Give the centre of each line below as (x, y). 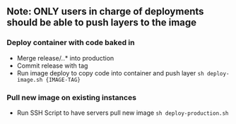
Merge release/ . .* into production (65, 58)
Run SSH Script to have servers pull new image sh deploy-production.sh (123, 113)
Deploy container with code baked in (71, 43)
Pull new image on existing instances (72, 97)
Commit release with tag (52, 66)
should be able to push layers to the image (102, 23)
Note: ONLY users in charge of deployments (105, 12)
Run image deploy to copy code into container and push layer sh (110, 73)
